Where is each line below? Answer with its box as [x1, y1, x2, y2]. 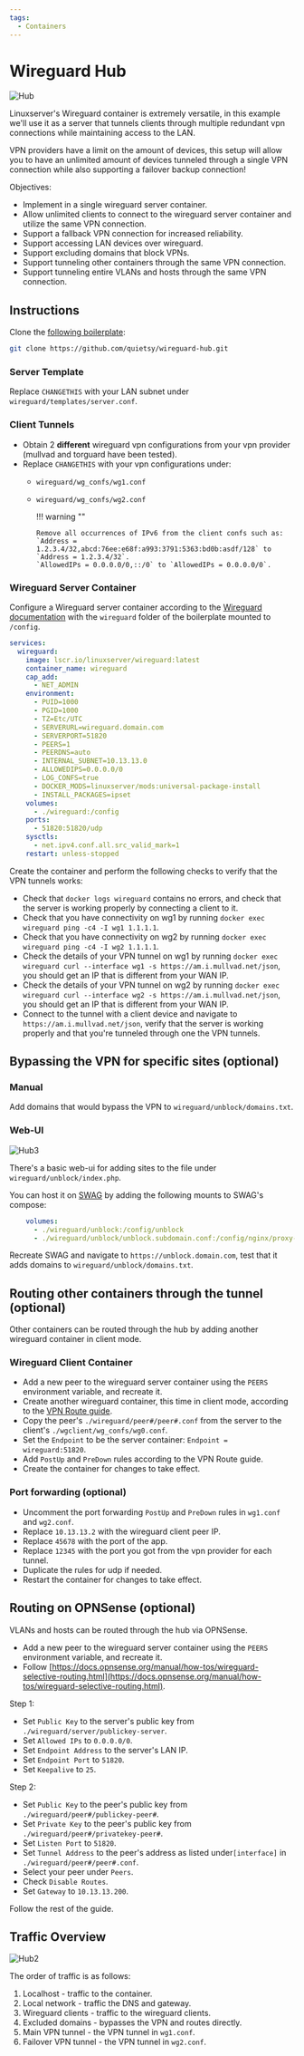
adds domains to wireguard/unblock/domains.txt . [9, 1260, 194, 1270]
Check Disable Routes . [22, 1876, 109, 1887]
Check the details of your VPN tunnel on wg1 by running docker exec [22, 951, 279, 961]
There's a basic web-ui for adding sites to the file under [9, 1162, 217, 1173]
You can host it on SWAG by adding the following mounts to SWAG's [9, 1189, 264, 1201]
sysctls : [25, 833, 59, 842]
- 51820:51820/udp [33, 824, 103, 834]
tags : [9, 13, 30, 23]
